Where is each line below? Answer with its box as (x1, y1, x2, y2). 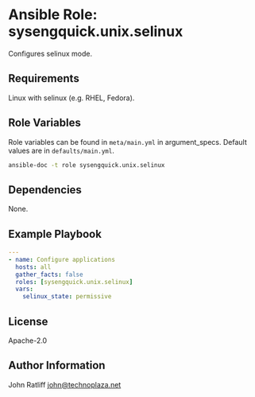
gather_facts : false (15, 271, 83, 278)
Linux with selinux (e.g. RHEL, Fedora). (8, 93, 135, 103)
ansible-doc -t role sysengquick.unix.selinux (8, 161, 165, 169)
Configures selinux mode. (8, 49, 93, 58)
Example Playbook (8, 227, 102, 240)
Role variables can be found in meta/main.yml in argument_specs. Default (8, 137, 248, 146)
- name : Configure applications (8, 255, 115, 263)
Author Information (8, 359, 106, 372)
